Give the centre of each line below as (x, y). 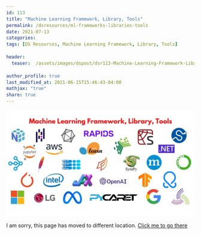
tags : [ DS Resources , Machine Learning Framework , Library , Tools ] (92, 44)
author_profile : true (33, 76)
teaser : (21, 63)
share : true (21, 95)
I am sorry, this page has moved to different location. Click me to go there (97, 225)
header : (16, 57)
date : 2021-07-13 (28, 32)
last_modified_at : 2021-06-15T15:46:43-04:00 (64, 82)
